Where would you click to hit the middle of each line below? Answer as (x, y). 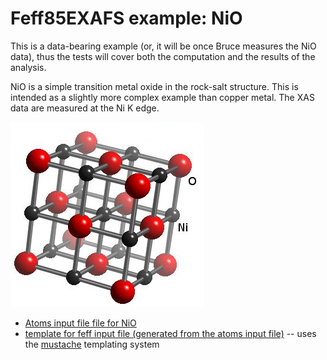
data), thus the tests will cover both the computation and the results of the (163, 56)
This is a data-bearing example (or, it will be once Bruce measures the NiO (163, 46)
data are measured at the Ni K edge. (85, 108)
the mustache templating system (92, 344)
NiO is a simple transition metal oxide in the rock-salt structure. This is (154, 86)
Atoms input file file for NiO (80, 323)
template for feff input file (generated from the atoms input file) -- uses (170, 333)
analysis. (28, 67)
